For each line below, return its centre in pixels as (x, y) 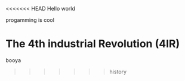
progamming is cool (30, 20)
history (118, 72)
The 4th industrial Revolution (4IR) (93, 44)
